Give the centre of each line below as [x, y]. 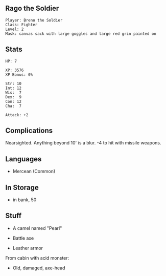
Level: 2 [15, 29]
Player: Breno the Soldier [34, 20]
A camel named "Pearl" [37, 228]
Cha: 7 [14, 106]
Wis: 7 [14, 92]
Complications [29, 131]
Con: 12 [14, 101]
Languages [23, 159]
